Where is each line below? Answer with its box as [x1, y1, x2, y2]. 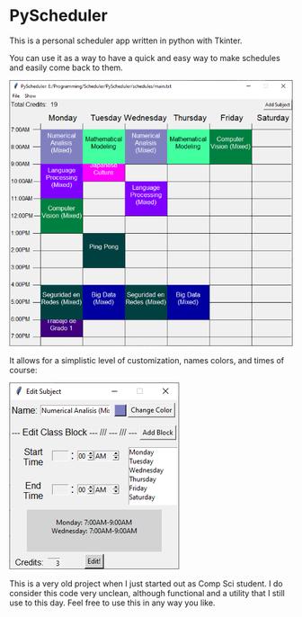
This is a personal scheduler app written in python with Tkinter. [9, 35, 243, 46]
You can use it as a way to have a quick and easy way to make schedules [9, 52, 280, 63]
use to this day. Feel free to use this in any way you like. [9, 597, 216, 608]
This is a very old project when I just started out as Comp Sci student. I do [9, 577, 283, 589]
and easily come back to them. [9, 62, 123, 73]
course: [9, 364, 38, 375]
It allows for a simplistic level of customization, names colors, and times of [9, 354, 285, 365]
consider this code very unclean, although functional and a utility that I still [9, 587, 285, 598]
